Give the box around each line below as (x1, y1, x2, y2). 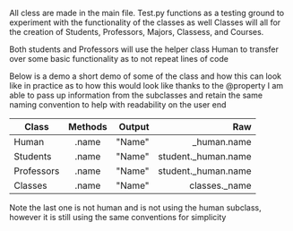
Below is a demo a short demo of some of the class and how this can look (9, 71, 282, 81)
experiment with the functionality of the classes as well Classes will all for (9, 17, 281, 28)
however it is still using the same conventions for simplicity (9, 212, 227, 222)
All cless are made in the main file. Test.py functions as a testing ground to (9, 8, 285, 18)
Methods (68, 121, 108, 133)
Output (118, 121, 150, 133)
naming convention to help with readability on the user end (9, 99, 227, 110)
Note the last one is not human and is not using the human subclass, (9, 202, 262, 213)
